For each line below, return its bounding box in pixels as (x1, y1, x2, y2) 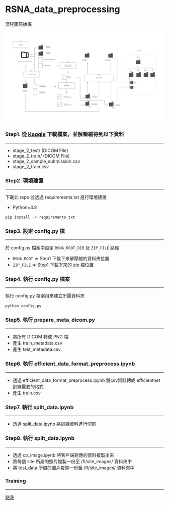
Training (5, 477, 26, 484)
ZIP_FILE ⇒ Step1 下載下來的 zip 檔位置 (12, 262, 94, 268)
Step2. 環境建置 (5, 177, 44, 184)
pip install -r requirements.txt (5, 215, 75, 220)
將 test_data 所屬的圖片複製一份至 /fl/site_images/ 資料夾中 (12, 465, 135, 471)
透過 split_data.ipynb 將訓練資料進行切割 (12, 421, 97, 427)
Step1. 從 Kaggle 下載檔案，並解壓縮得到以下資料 (5, 131, 124, 138)
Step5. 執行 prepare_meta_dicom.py (5, 317, 96, 324)
